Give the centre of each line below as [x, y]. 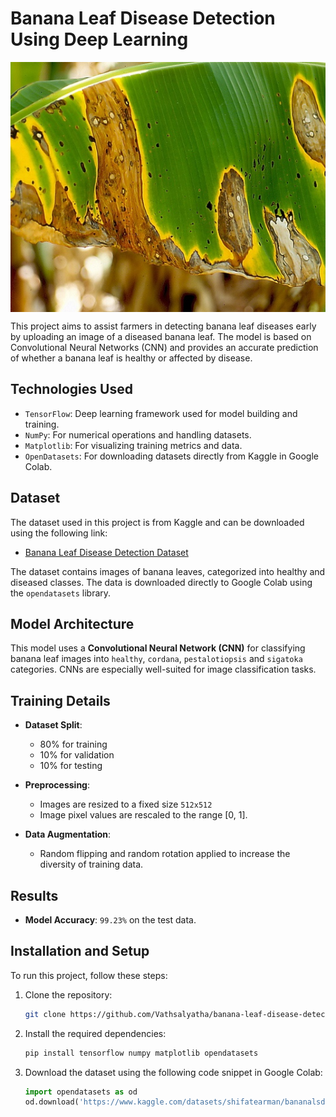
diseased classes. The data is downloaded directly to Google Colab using [161, 582]
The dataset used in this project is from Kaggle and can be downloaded [157, 522]
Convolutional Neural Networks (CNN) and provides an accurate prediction [164, 347]
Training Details [60, 700]
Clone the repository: [68, 994]
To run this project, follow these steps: [89, 975]
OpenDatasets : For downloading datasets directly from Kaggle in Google [171, 456]
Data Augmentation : [68, 834]
